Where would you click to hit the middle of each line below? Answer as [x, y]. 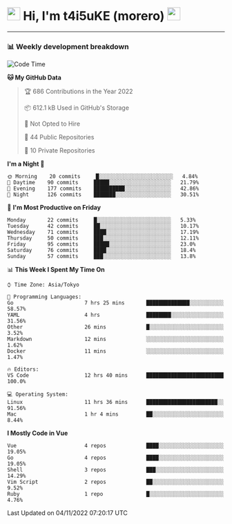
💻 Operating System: [38, 395]
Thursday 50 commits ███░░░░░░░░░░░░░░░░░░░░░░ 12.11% [103, 238]
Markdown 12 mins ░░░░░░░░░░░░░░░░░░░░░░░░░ [116, 339]
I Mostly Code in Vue [38, 433]
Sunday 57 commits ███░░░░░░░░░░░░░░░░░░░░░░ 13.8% [101, 256]
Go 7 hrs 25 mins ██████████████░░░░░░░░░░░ [116, 303]
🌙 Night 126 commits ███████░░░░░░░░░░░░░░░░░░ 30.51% [103, 195]
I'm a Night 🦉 [26, 164]
